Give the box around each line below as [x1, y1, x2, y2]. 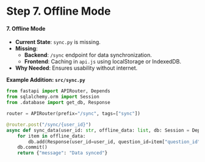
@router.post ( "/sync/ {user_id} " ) [6, 121, 92, 128]
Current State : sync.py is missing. [15, 39, 101, 46]
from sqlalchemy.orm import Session [6, 94, 99, 100]
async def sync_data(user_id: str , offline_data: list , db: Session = [6, 127, 190, 133]
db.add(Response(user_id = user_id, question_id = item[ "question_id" [28, 139, 201, 145]
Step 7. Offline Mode [6, 4, 111, 18]
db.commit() [17, 144, 48, 150]
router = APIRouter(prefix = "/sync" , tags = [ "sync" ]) [6, 111, 140, 117]
